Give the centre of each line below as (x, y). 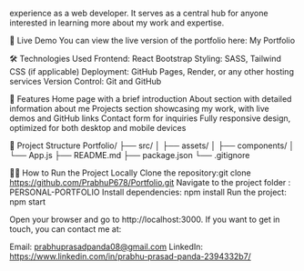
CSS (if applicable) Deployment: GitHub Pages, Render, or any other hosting (152, 71)
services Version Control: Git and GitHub (86, 81)
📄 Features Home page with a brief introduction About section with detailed (151, 99)
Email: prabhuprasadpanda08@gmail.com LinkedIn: (106, 246)
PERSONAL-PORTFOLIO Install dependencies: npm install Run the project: (148, 192)
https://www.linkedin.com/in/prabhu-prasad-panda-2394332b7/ (131, 256)
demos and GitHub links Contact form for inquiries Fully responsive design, (150, 118)
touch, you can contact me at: (66, 229)
